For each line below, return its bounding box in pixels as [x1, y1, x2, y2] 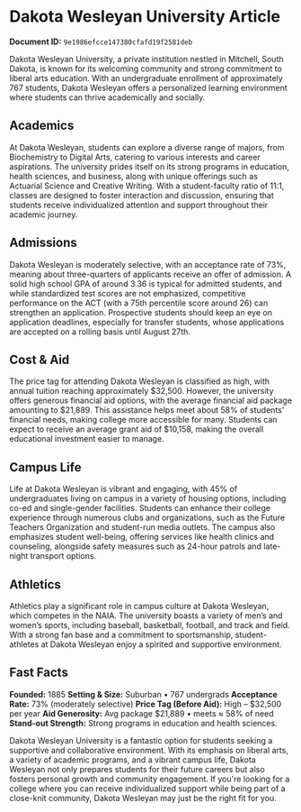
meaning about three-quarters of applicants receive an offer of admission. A [9, 269, 292, 279]
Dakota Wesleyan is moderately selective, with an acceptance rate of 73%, [9, 259, 287, 269]
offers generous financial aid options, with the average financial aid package [9, 395, 293, 406]
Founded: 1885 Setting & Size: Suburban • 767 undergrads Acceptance [9, 689, 279, 699]
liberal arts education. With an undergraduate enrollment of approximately [9, 72, 283, 83]
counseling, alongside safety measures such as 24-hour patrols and [9, 541, 262, 552]
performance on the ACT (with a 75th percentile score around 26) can [9, 297, 269, 308]
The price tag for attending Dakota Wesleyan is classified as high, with [9, 376, 270, 387]
